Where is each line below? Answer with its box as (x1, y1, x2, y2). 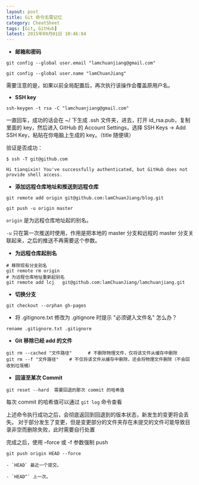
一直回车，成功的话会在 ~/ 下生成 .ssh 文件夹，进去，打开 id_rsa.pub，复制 (6, 117, 191, 124)
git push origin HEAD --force (6, 451, 82, 457)
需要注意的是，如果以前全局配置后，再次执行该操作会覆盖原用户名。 (6, 82, 173, 89)
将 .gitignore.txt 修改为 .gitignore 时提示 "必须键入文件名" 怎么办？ (14, 314, 178, 321)
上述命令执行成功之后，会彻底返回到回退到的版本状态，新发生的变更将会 (6, 411, 184, 419)
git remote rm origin (6, 268, 60, 274)
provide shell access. (6, 172, 63, 178)
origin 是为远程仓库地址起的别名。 (6, 216, 92, 224)
